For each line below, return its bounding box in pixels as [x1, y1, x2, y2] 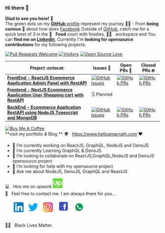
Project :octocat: [29, 65, 65, 71]
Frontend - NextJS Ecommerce [7, 87, 73, 93]
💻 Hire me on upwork [5, 184, 52, 190]
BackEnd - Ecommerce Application [7, 104, 81, 110]
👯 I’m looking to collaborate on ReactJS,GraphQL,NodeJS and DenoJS [12, 153, 155, 159]
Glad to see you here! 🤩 [5, 16, 54, 22]
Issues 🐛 [93, 65, 111, 71]
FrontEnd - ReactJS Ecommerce [7, 75, 75, 81]
